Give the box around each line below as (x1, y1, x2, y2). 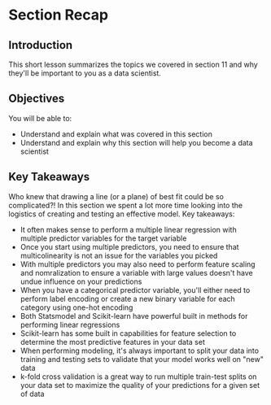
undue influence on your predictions (20, 277, 142, 286)
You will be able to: (8, 113, 72, 123)
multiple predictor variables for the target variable (20, 233, 187, 243)
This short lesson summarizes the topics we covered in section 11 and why (8, 59, 258, 69)
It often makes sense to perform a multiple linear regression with (20, 224, 238, 234)
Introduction (8, 38, 73, 52)
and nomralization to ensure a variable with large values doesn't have (20, 268, 254, 277)
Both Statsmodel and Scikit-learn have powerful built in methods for (20, 311, 248, 320)
